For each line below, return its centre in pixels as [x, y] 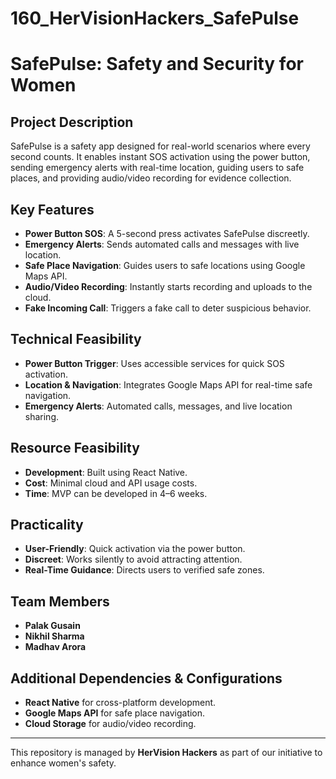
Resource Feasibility [75, 448]
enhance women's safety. [63, 763]
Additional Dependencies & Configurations [146, 678]
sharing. [42, 416]
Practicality [47, 525]
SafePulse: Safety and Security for [157, 64]
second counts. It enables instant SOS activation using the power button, [160, 157]
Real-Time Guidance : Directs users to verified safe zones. [144, 570]
